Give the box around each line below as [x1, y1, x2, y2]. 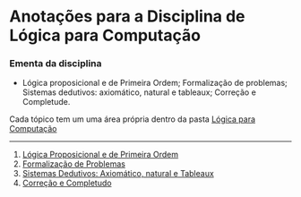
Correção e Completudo [21, 177, 112, 189]
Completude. [21, 97, 71, 107]
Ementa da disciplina [9, 57, 102, 70]
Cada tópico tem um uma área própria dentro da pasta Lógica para [9, 114, 256, 124]
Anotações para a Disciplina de [9, 6, 245, 27]
